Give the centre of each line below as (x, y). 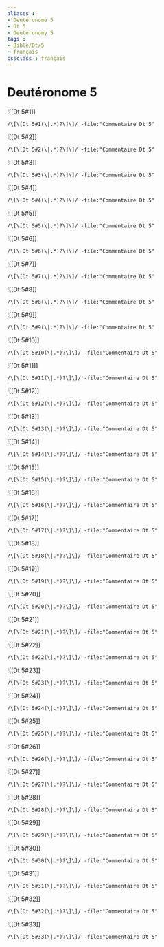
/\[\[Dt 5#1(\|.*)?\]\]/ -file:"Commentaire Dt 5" (81, 124)
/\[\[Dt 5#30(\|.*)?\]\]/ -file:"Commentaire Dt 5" (82, 861)
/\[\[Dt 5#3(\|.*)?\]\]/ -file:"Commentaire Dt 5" (81, 175)
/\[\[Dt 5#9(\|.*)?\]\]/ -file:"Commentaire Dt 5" (81, 327)
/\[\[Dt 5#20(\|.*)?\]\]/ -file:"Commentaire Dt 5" (82, 607)
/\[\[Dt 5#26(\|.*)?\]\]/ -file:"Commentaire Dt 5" (82, 759)
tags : (16, 39)
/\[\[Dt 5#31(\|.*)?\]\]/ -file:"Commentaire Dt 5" (82, 886)
